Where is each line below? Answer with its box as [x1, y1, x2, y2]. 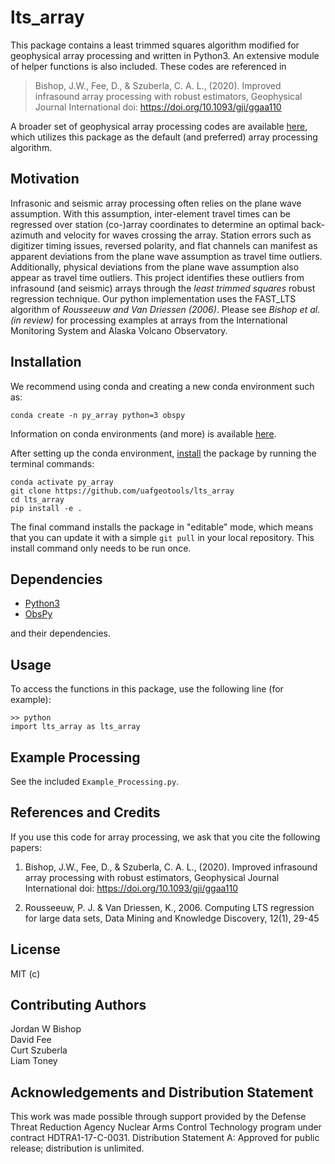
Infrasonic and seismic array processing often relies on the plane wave [10, 197, 302, 209]
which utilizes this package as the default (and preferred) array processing [10, 131, 318, 143]
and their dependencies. [10, 627, 111, 640]
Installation [10, 354, 82, 371]
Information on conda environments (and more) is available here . [10, 427, 277, 440]
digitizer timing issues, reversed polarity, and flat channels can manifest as [10, 239, 318, 251]
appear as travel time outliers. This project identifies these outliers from [10, 271, 305, 283]
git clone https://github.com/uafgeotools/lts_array [10, 486, 235, 496]
